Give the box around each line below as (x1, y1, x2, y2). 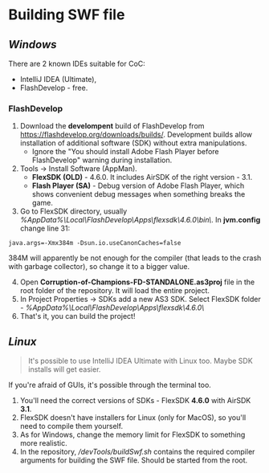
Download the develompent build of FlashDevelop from (19, 121, 205, 131)
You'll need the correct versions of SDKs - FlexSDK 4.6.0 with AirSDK (19, 396, 251, 406)
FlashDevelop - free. (19, 83, 88, 92)
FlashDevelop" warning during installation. (31, 155, 173, 165)
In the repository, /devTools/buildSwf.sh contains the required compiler (19, 447, 255, 457)
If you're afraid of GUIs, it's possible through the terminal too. (8, 380, 211, 390)
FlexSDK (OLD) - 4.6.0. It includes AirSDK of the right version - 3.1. (31, 173, 253, 182)
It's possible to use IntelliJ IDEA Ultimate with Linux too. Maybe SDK (27, 356, 253, 366)
